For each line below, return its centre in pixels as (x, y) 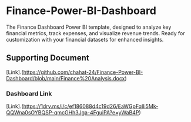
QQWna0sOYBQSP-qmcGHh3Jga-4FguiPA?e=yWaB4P (73, 113)
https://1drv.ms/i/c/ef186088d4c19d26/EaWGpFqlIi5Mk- (91, 106)
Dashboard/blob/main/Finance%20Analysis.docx (66, 78)
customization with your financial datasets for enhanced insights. (85, 39)
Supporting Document (48, 58)
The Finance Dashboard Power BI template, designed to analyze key (89, 27)
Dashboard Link (29, 93)
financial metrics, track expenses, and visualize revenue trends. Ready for (95, 33)
